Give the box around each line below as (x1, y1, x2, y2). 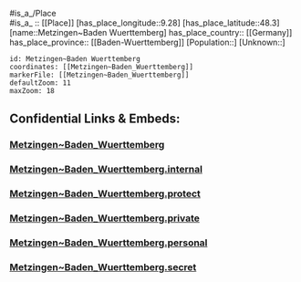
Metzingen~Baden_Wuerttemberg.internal (9, 163, 203, 176)
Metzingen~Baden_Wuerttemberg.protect (9, 187, 201, 200)
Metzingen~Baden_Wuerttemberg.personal (9, 236, 208, 249)
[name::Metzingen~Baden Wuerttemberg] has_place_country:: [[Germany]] (9, 27, 293, 37)
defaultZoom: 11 (9, 78, 71, 88)
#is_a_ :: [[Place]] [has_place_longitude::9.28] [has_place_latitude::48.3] (9, 17, 280, 28)
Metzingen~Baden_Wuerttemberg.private (9, 212, 201, 225)
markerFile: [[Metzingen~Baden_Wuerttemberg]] (9, 70, 190, 79)
